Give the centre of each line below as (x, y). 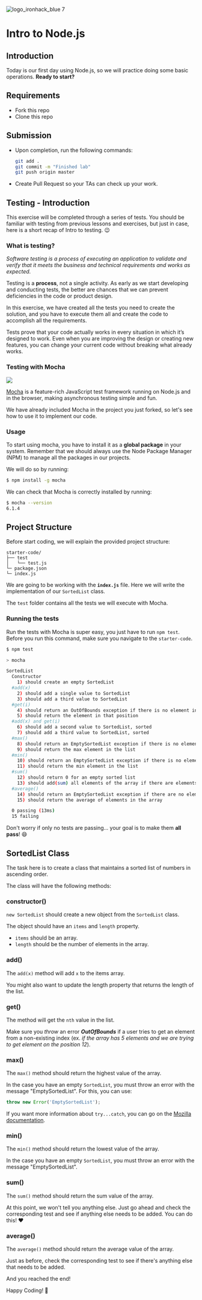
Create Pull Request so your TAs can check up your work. (86, 184)
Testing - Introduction (48, 203)
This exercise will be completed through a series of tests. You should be (95, 218)
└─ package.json (26, 569)
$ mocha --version (29, 503)
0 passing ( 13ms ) (33, 811)
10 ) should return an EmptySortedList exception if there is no (99, 761)
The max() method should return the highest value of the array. (84, 1073)
